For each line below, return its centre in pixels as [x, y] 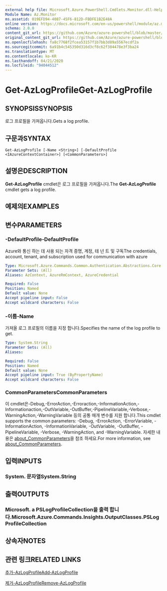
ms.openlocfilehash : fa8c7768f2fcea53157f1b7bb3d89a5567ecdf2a [72, 42]
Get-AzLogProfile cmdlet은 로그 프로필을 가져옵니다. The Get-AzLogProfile [81, 184]
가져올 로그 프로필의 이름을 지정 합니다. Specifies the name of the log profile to [83, 328]
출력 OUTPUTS [27, 494]
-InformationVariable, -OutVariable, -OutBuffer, [92, 426]
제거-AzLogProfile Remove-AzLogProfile [46, 583]
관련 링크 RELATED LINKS [43, 559]
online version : [22, 24]
